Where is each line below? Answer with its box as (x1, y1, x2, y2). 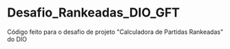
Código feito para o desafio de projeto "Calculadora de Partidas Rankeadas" (7, 28, 224, 36)
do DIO (7, 35, 28, 43)
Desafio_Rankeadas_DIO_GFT (7, 5, 180, 21)
